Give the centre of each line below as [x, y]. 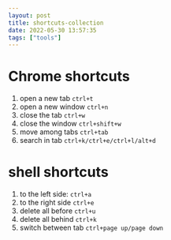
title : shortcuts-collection [56, 23]
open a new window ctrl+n [64, 107]
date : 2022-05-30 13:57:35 [52, 30]
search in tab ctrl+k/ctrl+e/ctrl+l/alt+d [87, 141]
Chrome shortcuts [69, 77]
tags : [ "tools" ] [35, 37]
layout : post [30, 15]
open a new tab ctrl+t [56, 99]
